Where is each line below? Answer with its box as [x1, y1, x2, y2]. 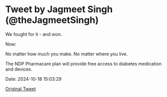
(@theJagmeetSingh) [5, 14, 99, 26]
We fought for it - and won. [5, 31, 62, 37]
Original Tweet [5, 85, 36, 92]
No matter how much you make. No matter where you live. [5, 51, 128, 57]
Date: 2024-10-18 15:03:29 [5, 76, 62, 82]
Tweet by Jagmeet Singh [5, 4, 113, 15]
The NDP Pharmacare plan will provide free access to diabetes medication [5, 60, 162, 67]
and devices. [5, 66, 32, 72]
